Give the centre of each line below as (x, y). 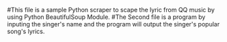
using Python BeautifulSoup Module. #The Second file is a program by (106, 17)
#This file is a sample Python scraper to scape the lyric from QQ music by (111, 10)
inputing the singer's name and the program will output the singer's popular (113, 24)
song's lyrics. (26, 31)
